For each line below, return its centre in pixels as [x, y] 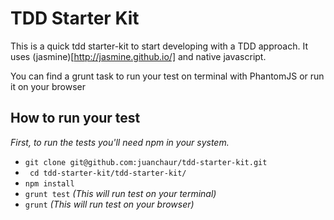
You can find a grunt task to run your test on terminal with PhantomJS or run [167, 76]
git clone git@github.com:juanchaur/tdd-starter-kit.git [146, 162]
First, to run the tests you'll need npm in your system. [120, 142]
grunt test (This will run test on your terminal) [120, 193]
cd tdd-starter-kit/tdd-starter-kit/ [108, 173]
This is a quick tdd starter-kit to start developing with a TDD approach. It [159, 46]
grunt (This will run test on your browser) [109, 204]
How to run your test [75, 118]
